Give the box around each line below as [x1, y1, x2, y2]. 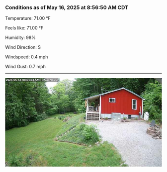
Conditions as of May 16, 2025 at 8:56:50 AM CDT [5, 4, 129, 11]
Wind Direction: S [5, 44, 41, 50]
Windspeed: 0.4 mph [5, 54, 48, 60]
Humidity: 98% [5, 34, 36, 41]
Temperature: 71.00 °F [5, 15, 51, 21]
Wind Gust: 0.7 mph [5, 64, 46, 70]
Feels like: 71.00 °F [5, 25, 44, 31]
